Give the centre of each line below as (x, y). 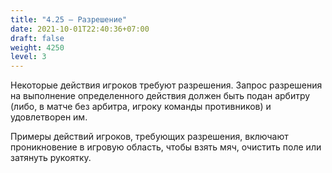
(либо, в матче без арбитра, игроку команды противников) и (141, 107)
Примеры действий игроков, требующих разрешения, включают (149, 137)
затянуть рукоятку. (51, 158)
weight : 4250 (37, 47)
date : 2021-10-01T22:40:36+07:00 (80, 29)
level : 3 (28, 57)
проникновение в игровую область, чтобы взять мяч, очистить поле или (166, 147)
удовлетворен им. (49, 117)
